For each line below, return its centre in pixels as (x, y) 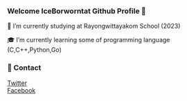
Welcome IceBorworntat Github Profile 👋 (77, 11)
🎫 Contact (24, 68)
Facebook (21, 90)
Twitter (17, 83)
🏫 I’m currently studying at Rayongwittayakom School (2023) (94, 26)
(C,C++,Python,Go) (35, 50)
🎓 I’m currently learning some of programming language (89, 40)
